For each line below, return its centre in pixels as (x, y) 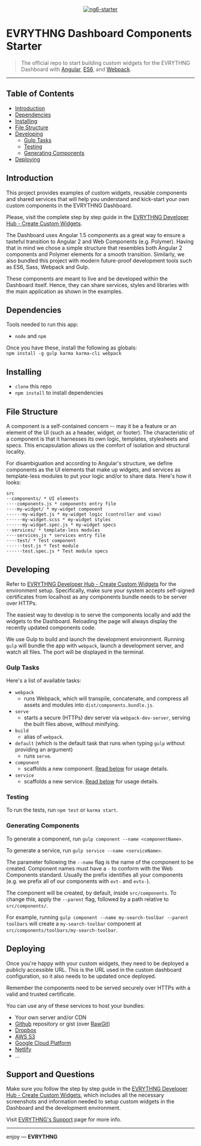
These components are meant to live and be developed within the (87, 279)
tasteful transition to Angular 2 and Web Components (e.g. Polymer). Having (100, 241)
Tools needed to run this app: (42, 325)
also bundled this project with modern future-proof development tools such (99, 261)
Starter (24, 47)
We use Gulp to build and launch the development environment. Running (95, 639)
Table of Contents (40, 94)
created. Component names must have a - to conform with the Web (90, 868)
